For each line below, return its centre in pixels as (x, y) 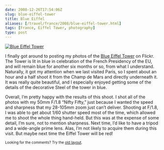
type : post (16, 32)
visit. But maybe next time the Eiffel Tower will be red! (59, 134)
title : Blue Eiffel (25, 19)
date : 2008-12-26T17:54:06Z (34, 10)
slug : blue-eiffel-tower (30, 14)
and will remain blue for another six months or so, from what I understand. (80, 66)
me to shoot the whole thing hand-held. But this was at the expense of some (82, 118)
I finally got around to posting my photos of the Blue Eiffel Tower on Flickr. (80, 56)
